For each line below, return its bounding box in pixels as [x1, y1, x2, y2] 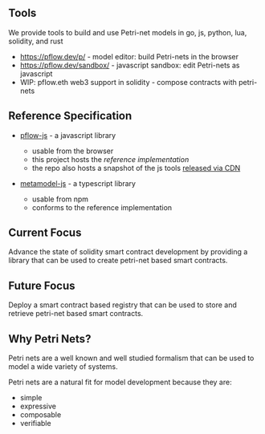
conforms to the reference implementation [31, 202, 173, 212]
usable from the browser [31, 146, 114, 156]
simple [19, 393, 43, 403]
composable [19, 410, 62, 420]
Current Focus [8, 226, 82, 240]
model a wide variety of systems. [8, 362, 118, 371]
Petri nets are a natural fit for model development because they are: [8, 377, 232, 387]
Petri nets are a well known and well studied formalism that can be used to [8, 353, 255, 363]
